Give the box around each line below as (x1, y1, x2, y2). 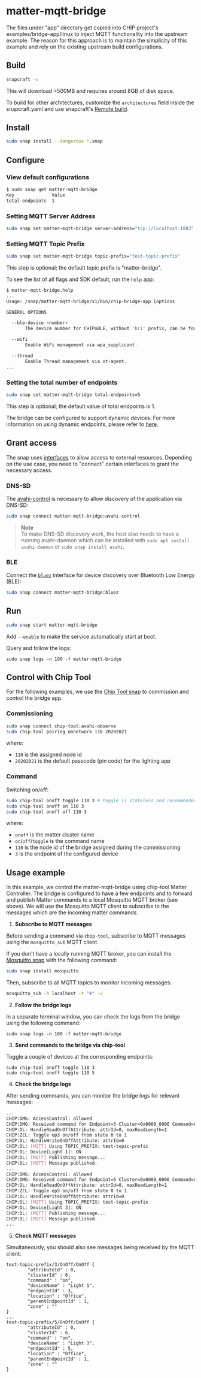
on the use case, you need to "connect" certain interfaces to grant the (6, 460, 179, 467)
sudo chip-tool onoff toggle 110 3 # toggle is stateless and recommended (6, 797, 197, 803)
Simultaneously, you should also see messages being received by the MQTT (6, 1244, 194, 1251)
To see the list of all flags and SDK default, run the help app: (6, 276, 154, 283)
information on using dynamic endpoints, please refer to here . (6, 421, 159, 428)
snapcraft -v (6, 76, 39, 82)
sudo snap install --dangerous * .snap (6, 138, 103, 144)
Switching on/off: (6, 786, 49, 793)
